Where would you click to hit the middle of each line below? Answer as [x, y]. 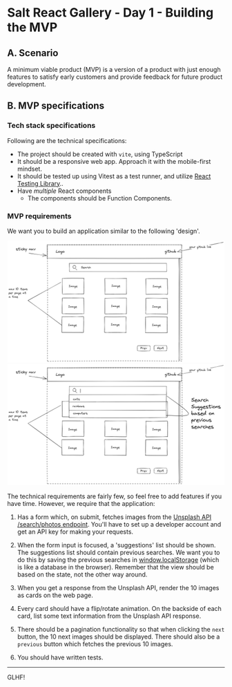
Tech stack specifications [51, 126]
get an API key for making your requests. [75, 532]
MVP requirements [39, 216]
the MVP [32, 27]
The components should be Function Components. [100, 198]
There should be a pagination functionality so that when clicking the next [121, 630]
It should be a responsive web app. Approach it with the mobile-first [114, 161]
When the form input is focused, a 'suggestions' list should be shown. [116, 545]
